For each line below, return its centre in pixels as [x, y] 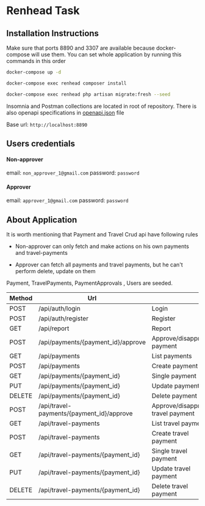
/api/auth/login [59, 309]
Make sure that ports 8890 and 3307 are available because [81, 48]
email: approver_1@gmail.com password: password [67, 200]
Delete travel [170, 486]
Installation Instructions [53, 33]
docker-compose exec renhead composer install [67, 83]
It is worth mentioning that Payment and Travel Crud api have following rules [102, 235]
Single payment [174, 376]
